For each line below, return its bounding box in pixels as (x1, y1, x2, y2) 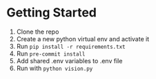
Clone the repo (16, 27, 59, 36)
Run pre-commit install (16, 49, 86, 58)
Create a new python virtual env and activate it (16, 34, 150, 43)
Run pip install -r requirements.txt (16, 42, 126, 50)
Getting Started (6, 5, 97, 21)
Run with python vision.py (16, 64, 93, 72)
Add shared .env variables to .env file (16, 56, 123, 65)
